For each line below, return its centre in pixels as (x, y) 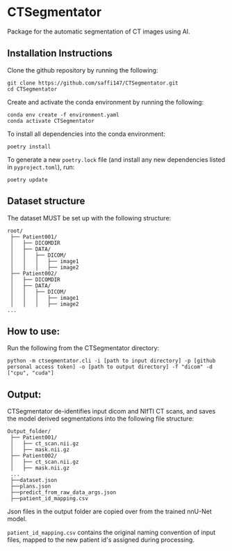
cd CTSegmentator (32, 89)
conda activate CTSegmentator (51, 121)
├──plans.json (31, 486)
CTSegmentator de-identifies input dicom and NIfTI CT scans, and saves (111, 412)
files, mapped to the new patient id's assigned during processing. (101, 540)
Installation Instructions (60, 53)
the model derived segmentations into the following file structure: (101, 418)
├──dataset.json (34, 481)
